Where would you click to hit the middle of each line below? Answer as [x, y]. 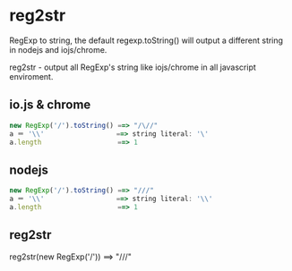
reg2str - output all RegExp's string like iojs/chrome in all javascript [133, 67]
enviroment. [31, 76]
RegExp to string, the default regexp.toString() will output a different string [146, 40]
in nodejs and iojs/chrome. [58, 49]
